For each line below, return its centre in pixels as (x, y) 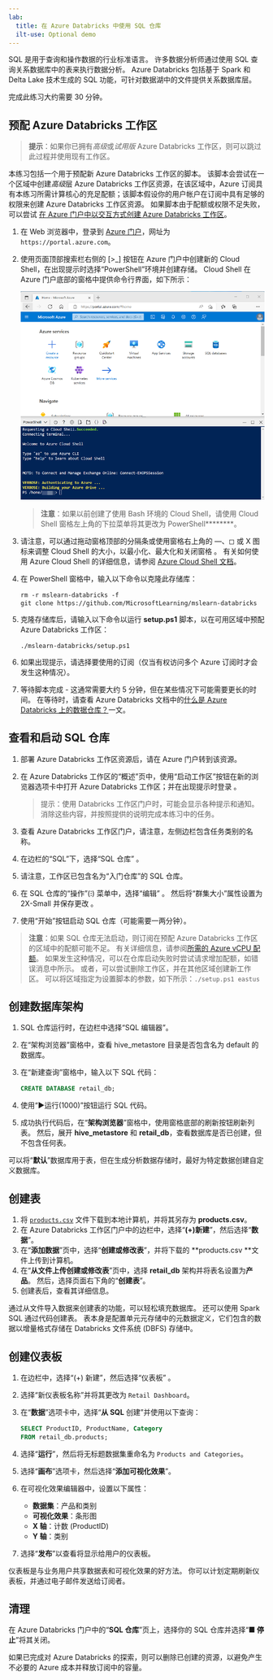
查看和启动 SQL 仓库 (59, 738)
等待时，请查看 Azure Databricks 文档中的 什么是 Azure (135, 699)
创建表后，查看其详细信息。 (67, 1291)
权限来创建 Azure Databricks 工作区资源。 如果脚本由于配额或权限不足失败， (136, 204)
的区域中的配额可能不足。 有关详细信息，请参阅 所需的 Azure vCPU (140, 948)
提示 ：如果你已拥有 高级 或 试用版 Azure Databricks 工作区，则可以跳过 (145, 146)
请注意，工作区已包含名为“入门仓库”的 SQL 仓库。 (104, 876)
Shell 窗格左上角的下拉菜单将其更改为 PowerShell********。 (141, 524)
